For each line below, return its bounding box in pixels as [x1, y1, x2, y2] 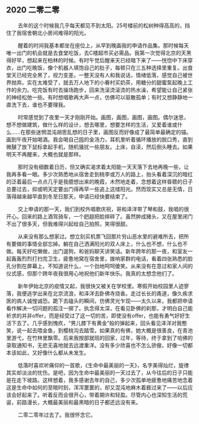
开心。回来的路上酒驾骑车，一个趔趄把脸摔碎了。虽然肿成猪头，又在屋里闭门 [6, 213, 193, 220]
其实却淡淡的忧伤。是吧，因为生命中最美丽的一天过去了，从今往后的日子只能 [6, 369, 193, 376]
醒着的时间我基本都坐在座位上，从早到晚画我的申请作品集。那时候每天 [17, 41, 190, 49]
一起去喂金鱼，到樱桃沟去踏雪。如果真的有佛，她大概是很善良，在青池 [21, 327, 193, 334]
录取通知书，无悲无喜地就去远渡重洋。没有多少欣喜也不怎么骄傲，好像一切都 [6, 342, 193, 349]
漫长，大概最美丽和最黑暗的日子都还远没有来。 [26, 399, 141, 406]
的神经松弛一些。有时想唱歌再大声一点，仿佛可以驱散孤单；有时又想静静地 [6, 94, 188, 101]
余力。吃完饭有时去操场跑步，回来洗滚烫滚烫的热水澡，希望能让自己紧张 [16, 86, 193, 93]
